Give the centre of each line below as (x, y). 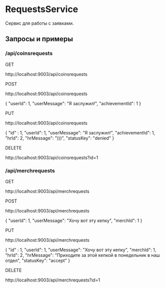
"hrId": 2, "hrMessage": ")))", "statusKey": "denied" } (60, 138)
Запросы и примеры (39, 39)
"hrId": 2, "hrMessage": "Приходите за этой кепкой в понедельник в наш (83, 255)
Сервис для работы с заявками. (40, 23)
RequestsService (42, 9)
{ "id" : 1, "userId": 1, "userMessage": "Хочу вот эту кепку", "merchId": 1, (81, 250)
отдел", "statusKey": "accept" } (38, 260)
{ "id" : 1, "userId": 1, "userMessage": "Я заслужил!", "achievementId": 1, (80, 132)
